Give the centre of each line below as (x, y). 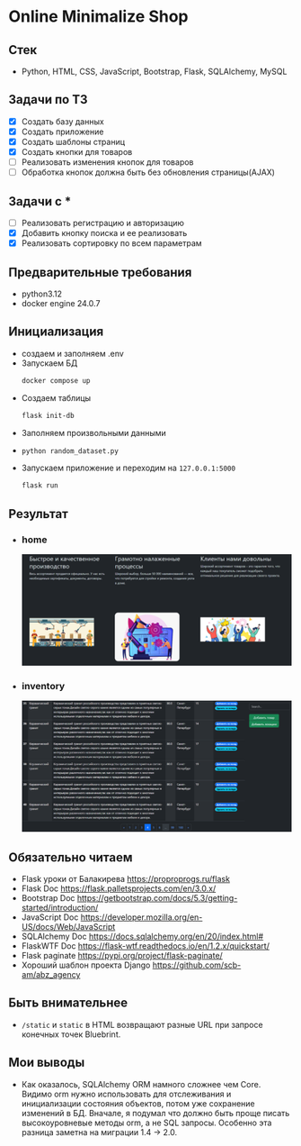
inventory (43, 686)
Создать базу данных (62, 121)
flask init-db (48, 415)
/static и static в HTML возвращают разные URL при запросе (142, 1024)
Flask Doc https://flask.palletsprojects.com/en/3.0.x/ (119, 888)
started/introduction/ (60, 908)
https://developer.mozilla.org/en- (142, 917)
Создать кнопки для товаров (77, 152)
